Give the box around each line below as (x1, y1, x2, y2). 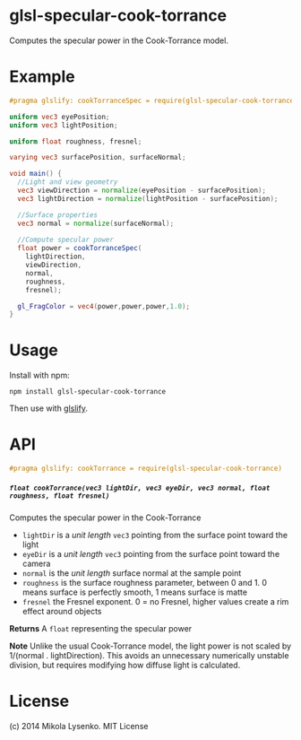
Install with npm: (9, 370, 70, 381)
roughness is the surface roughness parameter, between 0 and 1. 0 (21, 577, 267, 588)
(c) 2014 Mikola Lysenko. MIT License (9, 720, 149, 731)
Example (9, 66, 75, 87)
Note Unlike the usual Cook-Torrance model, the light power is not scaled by (9, 640, 292, 651)
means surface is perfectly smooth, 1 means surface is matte (21, 587, 248, 597)
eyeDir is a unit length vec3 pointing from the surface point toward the (21, 548, 280, 559)
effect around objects (21, 605, 102, 616)
